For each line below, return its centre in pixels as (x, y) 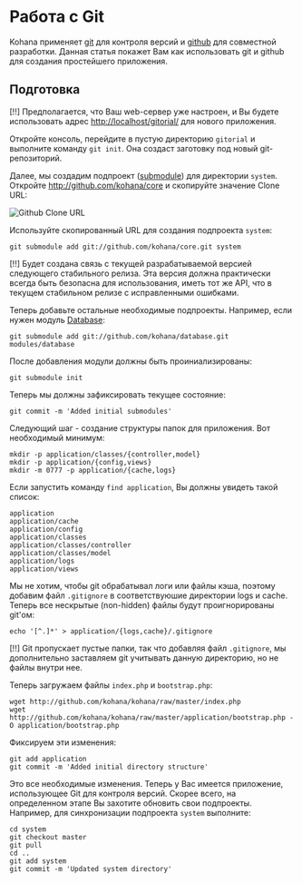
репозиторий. (36, 158)
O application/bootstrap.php (64, 725)
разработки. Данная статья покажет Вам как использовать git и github (147, 51)
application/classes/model (60, 553)
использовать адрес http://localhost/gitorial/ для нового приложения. (143, 121)
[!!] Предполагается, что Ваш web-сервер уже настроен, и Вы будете (144, 112)
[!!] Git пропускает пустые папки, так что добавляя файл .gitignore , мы (148, 648)
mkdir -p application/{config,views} (81, 462)
